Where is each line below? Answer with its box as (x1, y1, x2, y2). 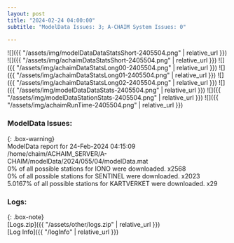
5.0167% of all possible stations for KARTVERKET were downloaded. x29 (7, 179, 218, 188)
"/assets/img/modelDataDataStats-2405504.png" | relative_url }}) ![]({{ (16, 86, 221, 95)
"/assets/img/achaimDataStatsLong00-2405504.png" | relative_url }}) (16, 64, 218, 72)
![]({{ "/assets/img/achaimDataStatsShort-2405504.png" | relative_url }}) (7, 56, 217, 65)
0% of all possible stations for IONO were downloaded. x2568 (7, 164, 186, 173)
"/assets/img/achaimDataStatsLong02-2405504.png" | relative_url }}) (16, 79, 217, 87)
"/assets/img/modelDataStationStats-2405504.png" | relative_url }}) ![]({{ (7, 93, 219, 102)
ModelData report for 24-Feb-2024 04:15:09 (7, 142, 136, 150)
